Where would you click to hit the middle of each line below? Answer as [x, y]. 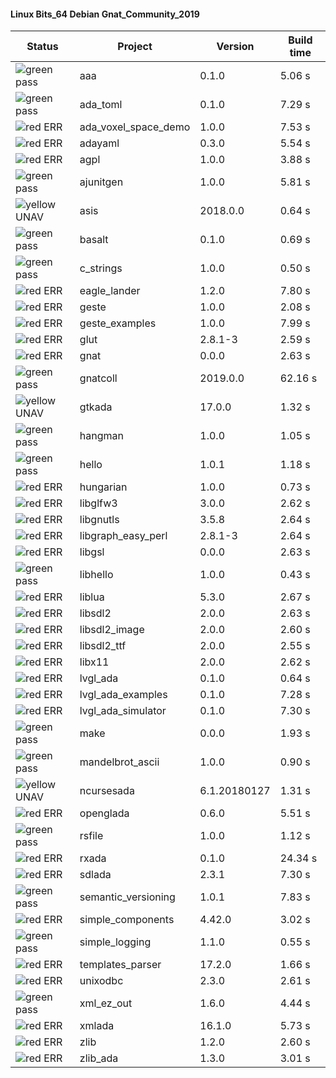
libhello [96, 575]
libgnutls [99, 520]
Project [135, 47]
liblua [92, 597]
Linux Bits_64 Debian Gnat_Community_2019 [105, 14]
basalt [94, 240]
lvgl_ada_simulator [123, 711]
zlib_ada [99, 1058]
